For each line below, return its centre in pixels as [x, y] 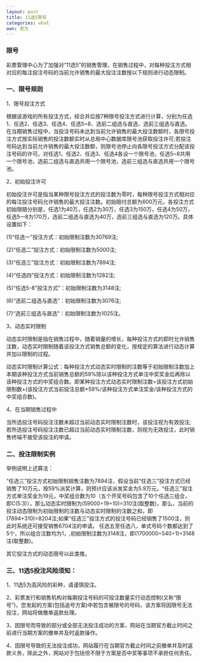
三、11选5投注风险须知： [41, 571]
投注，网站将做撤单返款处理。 [43, 613]
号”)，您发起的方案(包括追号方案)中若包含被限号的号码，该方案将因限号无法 [99, 605]
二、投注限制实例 [31, 454]
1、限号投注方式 [26, 103]
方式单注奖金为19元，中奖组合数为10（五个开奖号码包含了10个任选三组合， [98, 496]
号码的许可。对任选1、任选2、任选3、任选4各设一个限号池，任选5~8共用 [101, 154]
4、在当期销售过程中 [32, 409]
